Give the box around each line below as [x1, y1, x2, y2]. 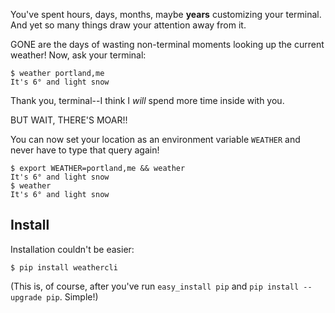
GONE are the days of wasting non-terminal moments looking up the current [10, 39, 325, 50]
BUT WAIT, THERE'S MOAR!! [10, 114, 128, 126]
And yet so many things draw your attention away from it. [10, 19, 247, 31]
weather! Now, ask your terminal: [10, 49, 147, 61]
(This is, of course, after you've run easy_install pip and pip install [10, 280, 300, 292]
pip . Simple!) [46, 290, 99, 303]
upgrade [10, 292, 43, 303]
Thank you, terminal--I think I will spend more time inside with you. [10, 95, 285, 106]
